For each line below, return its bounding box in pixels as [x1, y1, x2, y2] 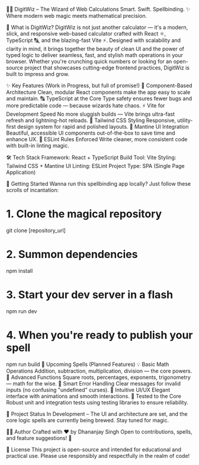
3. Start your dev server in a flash [6, 288, 174, 302]
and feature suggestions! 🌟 [6, 434, 72, 441]
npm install [6, 267, 33, 274]
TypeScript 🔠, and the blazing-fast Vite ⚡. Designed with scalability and [6, 37, 181, 44]
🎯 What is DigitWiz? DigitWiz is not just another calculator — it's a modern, [6, 24, 188, 31]
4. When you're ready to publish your [6, 329, 193, 342]
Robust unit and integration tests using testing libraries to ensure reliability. [6, 399, 188, 406]
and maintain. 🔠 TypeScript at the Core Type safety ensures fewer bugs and [6, 95, 192, 102]
